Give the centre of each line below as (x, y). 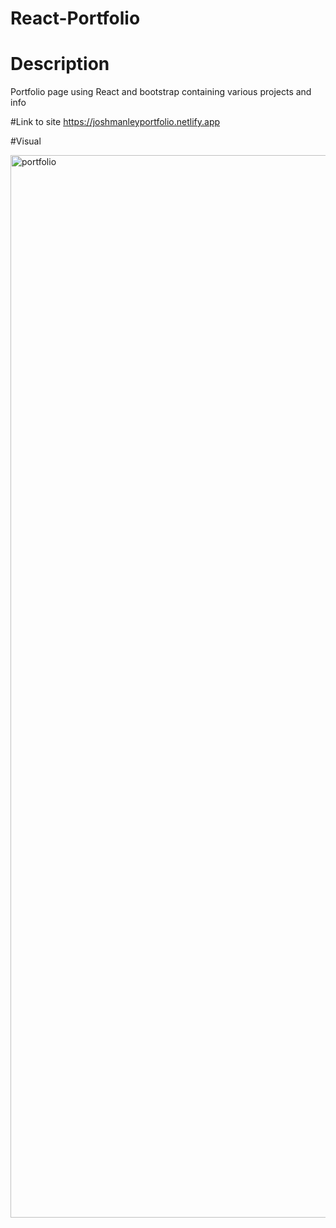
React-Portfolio (75, 18)
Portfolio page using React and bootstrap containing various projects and (161, 92)
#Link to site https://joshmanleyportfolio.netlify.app (115, 122)
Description (60, 64)
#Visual (26, 141)
